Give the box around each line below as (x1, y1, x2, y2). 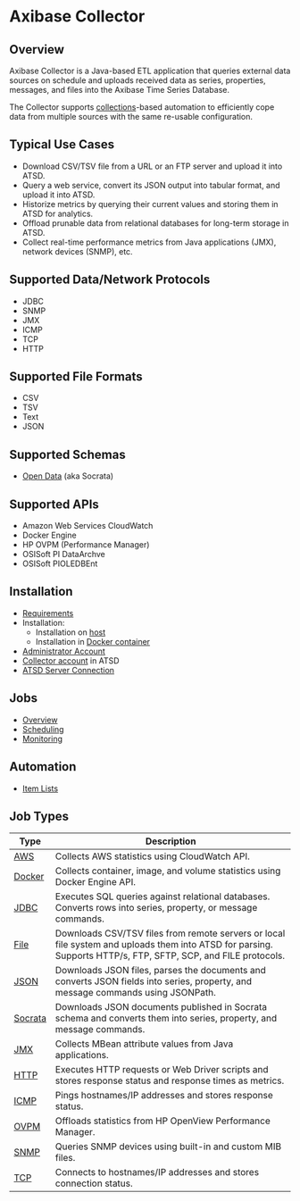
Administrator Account (21, 646, 105, 656)
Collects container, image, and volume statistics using (54, 864, 281, 877)
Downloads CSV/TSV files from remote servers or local (54, 927, 286, 939)
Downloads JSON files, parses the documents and (54, 964, 266, 977)
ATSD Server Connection (21, 664, 114, 675)
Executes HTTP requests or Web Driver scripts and (54, 1063, 270, 1076)
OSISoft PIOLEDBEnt (21, 558, 98, 569)
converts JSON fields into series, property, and (54, 975, 253, 988)
